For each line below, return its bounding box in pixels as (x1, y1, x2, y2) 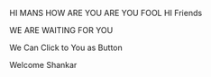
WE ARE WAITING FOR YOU (9, 25, 114, 35)
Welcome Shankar (9, 60, 78, 70)
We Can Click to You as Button (9, 42, 124, 53)
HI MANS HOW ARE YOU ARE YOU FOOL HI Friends (9, 8, 203, 18)
